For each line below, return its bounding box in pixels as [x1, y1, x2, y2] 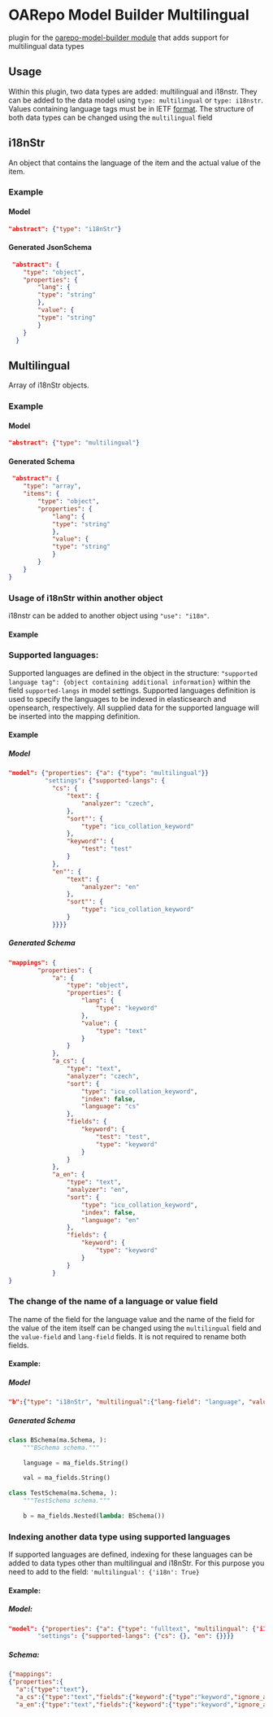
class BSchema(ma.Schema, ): [8, 1436, 107, 1444]
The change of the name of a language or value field [8, 1296, 219, 1307]
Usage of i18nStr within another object [8, 592, 163, 603]
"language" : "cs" [80, 1102, 140, 1110]
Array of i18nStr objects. [8, 380, 89, 390]
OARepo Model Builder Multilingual [8, 6, 249, 24]
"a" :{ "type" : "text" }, [15, 1685, 89, 1694]
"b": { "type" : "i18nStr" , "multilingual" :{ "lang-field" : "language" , [8, 1398, 245, 1406]
